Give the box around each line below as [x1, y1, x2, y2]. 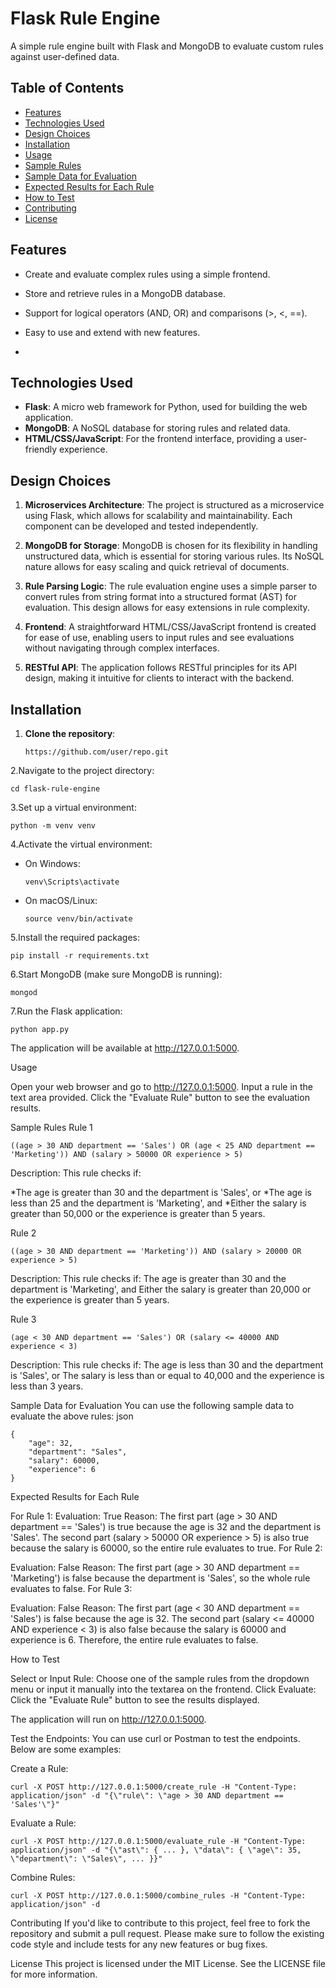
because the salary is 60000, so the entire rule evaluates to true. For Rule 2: [10, 1542, 323, 1554]
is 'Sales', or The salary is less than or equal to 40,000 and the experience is [10, 1370, 325, 1381]
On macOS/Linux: [24, 895, 98, 906]
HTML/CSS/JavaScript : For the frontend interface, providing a [24, 433, 283, 445]
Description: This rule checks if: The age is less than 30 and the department [10, 1359, 324, 1371]
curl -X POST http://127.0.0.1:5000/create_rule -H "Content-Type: [10, 1782, 298, 1792]
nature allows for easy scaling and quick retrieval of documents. [24, 561, 290, 573]
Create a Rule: [10, 1763, 69, 1774]
